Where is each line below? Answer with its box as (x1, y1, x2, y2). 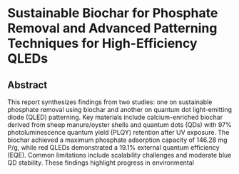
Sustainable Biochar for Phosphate (7, 5, 218, 21)
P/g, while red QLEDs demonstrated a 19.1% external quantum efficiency (7, 143, 220, 151)
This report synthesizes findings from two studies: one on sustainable (7, 98, 213, 106)
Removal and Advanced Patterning (7, 20, 218, 36)
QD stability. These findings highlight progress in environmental (7, 158, 195, 167)
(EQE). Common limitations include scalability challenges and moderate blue (7, 151, 232, 159)
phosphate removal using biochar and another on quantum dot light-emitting (7, 106, 233, 113)
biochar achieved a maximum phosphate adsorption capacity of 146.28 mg (7, 135, 228, 144)
